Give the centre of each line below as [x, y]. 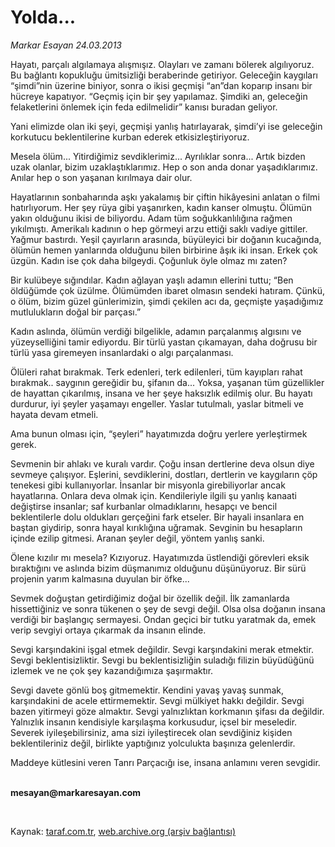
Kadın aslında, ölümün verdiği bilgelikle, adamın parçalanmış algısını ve [156, 331]
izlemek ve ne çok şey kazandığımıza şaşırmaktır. [112, 670]
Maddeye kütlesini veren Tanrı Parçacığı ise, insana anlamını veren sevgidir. [165, 762]
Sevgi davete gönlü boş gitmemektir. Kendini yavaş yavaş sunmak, [147, 690]
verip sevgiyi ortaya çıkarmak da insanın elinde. [108, 630]
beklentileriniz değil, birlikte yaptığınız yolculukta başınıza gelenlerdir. [153, 743]
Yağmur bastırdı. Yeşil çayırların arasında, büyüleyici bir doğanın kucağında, [166, 239]
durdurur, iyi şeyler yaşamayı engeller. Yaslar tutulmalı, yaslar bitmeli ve [157, 403]
